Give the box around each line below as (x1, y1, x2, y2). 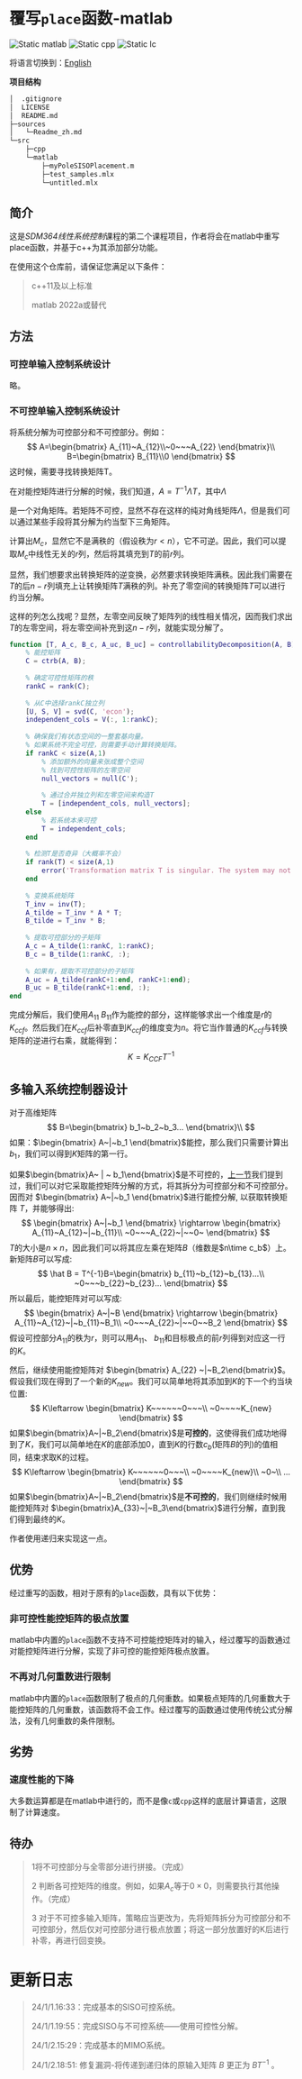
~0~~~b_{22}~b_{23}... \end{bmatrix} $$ (74, 1277, 228, 1289)
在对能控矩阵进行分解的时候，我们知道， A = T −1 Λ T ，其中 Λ (9, 484, 227, 497)
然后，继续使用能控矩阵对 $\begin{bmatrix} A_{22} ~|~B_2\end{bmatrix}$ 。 (9, 1364, 290, 1375)
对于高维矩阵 (9, 1108, 57, 1118)
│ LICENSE (9, 103, 50, 112)
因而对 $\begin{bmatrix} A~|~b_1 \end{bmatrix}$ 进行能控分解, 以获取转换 (9, 1191, 280, 1202)
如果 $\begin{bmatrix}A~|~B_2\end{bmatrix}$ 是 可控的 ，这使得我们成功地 (9, 1427, 280, 1438)
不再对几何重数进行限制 (9, 1671, 111, 1683)
